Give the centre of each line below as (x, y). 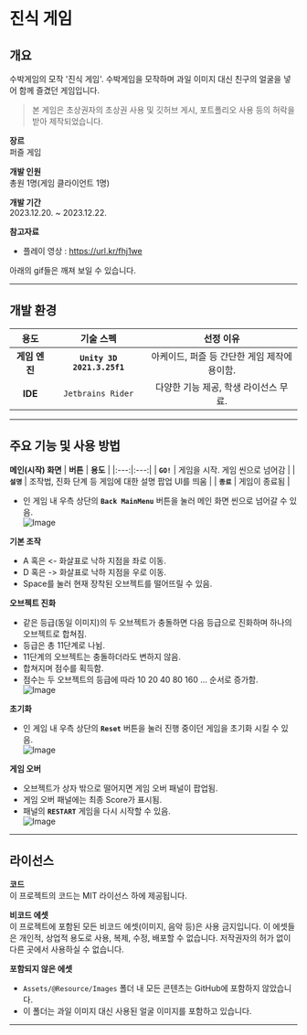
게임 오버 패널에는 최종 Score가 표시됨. (92, 799)
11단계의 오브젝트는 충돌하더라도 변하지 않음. (101, 656)
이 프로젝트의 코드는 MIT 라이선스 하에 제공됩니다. (98, 896)
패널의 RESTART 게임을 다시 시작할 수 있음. (96, 811)
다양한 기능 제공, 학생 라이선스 (216, 387)
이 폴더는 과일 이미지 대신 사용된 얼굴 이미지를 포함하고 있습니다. (137, 1011)
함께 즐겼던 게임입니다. (59, 91)
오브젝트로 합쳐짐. (54, 634)
